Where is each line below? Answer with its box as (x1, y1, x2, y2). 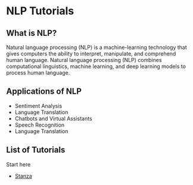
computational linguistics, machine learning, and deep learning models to (6, 63, 186, 70)
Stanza (14, 172, 33, 180)
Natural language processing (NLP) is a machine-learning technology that (6, 44, 188, 51)
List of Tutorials (6, 145, 66, 155)
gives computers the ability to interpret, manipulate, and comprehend (6, 50, 176, 57)
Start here (6, 161, 31, 168)
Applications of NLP (6, 87, 82, 97)
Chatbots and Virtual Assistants (14, 115, 92, 122)
